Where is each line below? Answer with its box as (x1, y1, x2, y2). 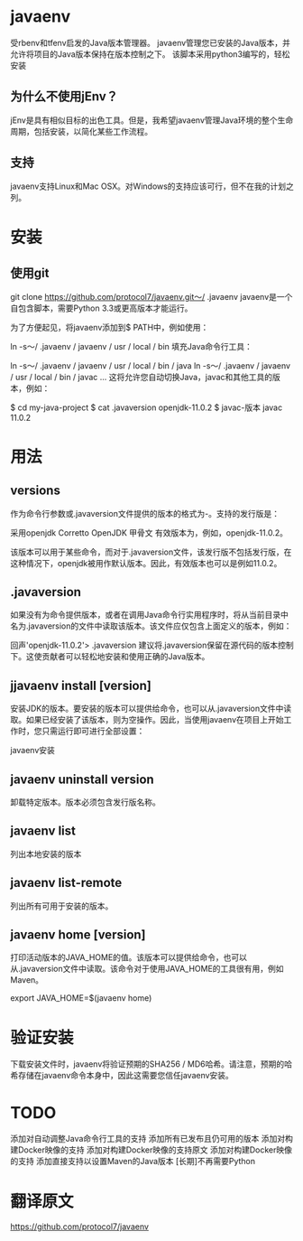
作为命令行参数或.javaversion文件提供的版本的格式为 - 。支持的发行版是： (10, 508, 280, 518)
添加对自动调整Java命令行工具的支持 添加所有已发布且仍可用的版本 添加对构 (10, 1134, 294, 1144)
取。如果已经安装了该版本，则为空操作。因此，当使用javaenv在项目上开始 (10, 714, 284, 725)
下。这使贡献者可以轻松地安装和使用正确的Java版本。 (10, 651, 210, 662)
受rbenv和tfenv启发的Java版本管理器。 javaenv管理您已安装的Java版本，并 (10, 37, 291, 48)
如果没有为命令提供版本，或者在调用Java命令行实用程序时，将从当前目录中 (10, 610, 289, 620)
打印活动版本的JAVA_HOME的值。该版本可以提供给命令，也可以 (10, 952, 247, 963)
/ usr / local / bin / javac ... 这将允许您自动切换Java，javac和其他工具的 (10, 371, 273, 382)
